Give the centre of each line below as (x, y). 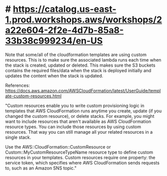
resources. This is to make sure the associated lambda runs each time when (83, 60)
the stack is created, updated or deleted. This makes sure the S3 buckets (80, 65)
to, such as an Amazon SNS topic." (41, 168)
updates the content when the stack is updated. (54, 76)
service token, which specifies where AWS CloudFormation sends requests (82, 163)
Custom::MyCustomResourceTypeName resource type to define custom (79, 152)
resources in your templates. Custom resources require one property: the (80, 157)
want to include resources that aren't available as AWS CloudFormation (78, 121)
